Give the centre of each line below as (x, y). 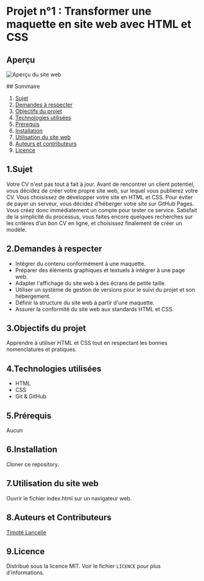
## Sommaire (23, 86)
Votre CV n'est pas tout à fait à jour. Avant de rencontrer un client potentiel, (100, 184)
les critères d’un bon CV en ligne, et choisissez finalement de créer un (94, 223)
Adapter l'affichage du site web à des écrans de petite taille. (90, 283)
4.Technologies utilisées (54, 368)
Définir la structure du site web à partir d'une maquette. (85, 302)
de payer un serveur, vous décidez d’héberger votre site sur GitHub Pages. (100, 204)
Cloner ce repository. (33, 464)
